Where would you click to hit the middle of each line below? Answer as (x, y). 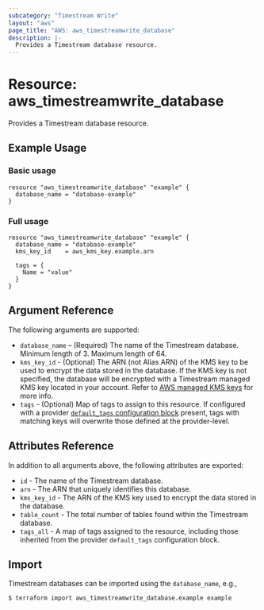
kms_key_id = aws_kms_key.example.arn (85, 252)
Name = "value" (48, 272)
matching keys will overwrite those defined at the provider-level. (124, 421)
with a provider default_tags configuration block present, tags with (130, 412)
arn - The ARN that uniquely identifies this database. (105, 488)
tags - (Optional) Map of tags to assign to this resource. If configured (132, 404)
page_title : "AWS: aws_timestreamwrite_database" (92, 30)
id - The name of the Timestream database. (92, 481)
